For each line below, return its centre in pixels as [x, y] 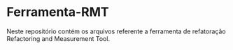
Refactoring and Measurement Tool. [58, 38]
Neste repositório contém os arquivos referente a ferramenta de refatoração [116, 31]
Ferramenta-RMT [58, 12]
